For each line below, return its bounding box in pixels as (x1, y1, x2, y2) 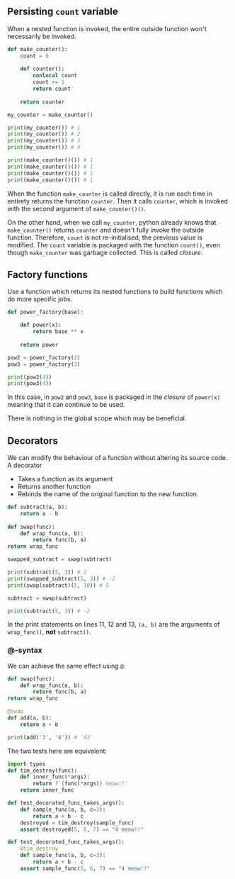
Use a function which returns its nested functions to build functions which (7, 287, 223, 296)
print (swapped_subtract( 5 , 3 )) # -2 (7, 575, 115, 582)
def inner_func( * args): (20, 773, 91, 780)
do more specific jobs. (7, 295, 73, 303)
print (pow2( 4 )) (7, 374, 52, 381)
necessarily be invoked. (7, 32, 76, 40)
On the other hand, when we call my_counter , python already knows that (7, 218, 217, 226)
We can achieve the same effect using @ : (7, 661, 126, 670)
